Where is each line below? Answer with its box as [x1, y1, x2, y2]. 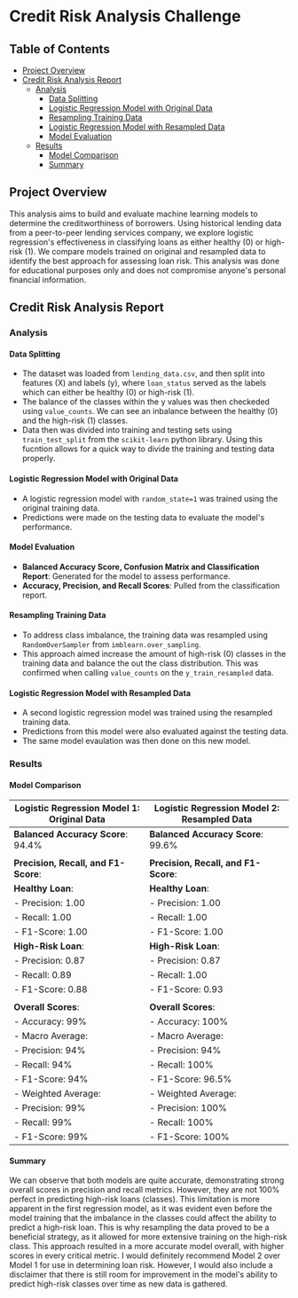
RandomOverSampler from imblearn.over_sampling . [21, 638, 201, 649]
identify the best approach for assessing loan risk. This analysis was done [9, 255, 280, 266]
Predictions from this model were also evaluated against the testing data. [21, 726, 289, 737]
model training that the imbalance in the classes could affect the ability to [9, 1213, 277, 1224]
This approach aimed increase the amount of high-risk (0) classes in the [21, 648, 286, 659]
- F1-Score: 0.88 [13, 983, 88, 996]
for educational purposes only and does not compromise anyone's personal [9, 264, 286, 276]
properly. [21, 453, 56, 464]
